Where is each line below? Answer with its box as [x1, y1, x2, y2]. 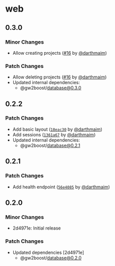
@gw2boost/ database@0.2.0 [20, 254, 82, 261]
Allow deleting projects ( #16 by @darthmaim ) [12, 74, 107, 80]
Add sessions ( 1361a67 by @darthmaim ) [12, 131, 96, 137]
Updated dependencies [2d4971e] [12, 249, 85, 255]
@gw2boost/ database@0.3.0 [20, 85, 82, 91]
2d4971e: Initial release [12, 225, 61, 231]
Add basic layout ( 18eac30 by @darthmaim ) [12, 126, 103, 132]
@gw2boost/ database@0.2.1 [20, 142, 81, 148]
